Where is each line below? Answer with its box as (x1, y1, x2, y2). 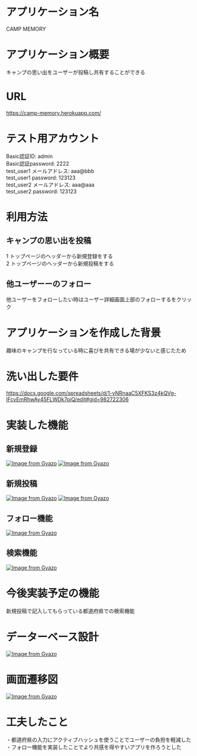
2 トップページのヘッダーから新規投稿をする (6, 260, 114, 267)
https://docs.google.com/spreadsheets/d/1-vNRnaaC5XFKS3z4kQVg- (6, 390, 176, 397)
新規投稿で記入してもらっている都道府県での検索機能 (6, 607, 135, 615)
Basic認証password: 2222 (6, 160, 70, 167)
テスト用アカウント (6, 132, 100, 145)
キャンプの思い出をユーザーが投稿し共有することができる (6, 69, 146, 76)
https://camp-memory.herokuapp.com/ (6, 109, 101, 116)
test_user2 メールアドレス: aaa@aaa (6, 181, 95, 188)
